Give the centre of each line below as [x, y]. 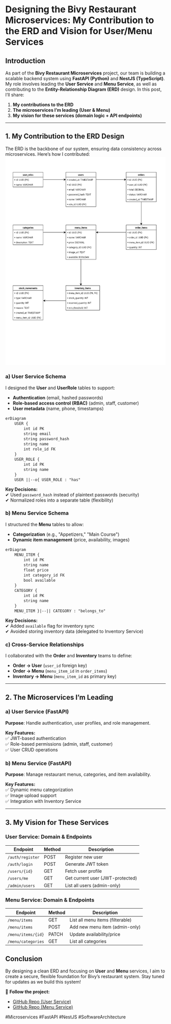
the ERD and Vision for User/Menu [79, 31]
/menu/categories [26, 942]
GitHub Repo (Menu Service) [43, 1007]
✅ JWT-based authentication [36, 738]
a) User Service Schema [36, 376]
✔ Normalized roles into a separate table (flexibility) [59, 500]
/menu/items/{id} [26, 935]
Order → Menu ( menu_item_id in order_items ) [60, 671]
